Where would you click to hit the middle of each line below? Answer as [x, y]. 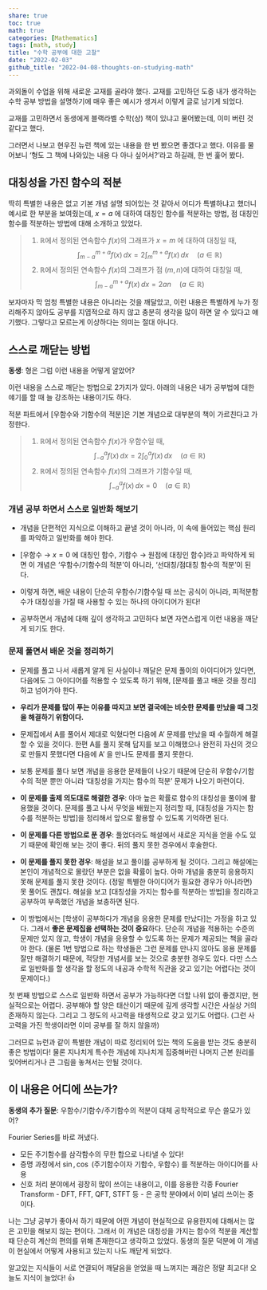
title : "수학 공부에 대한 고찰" [55, 53]
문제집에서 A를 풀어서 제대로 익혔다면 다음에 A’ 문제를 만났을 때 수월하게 [132, 733]
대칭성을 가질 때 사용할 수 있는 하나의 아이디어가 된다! [118, 602]
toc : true [25, 23]
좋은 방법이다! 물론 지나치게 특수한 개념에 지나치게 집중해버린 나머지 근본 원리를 [132, 1052]
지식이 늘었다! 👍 [49, 1277]
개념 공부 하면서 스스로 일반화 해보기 [73, 509]
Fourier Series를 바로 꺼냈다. [54, 1137]
